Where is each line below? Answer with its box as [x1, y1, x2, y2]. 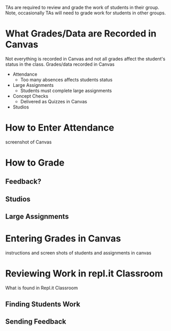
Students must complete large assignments [20, 87, 112, 94]
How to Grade [5, 157, 65, 169]
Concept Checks [12, 93, 49, 99]
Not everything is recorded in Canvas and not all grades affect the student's [5, 56, 165, 62]
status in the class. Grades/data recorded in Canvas [5, 61, 115, 67]
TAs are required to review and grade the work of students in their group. [5, 5, 160, 10]
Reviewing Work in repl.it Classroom [5, 268, 163, 280]
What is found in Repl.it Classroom [5, 285, 78, 291]
